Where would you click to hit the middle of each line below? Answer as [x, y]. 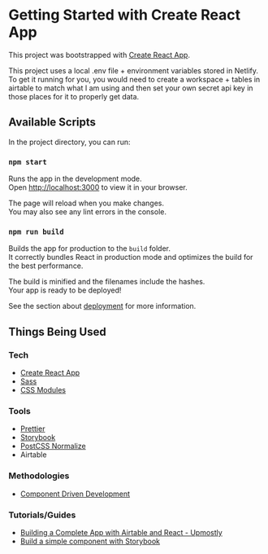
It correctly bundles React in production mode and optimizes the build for [131, 257]
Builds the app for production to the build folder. [90, 248]
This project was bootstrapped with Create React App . [99, 55]
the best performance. [46, 266]
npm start [28, 162]
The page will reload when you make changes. [86, 203]
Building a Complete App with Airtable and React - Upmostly [121, 532]
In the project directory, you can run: [69, 142]
